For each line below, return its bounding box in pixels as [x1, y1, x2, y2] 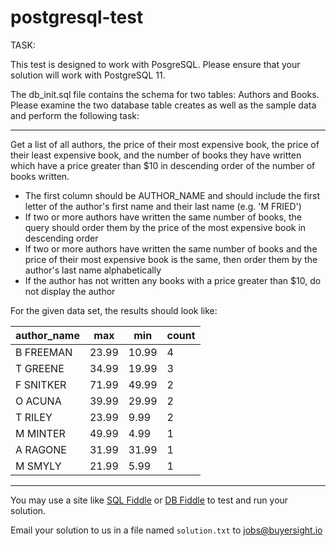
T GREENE [15, 361, 65, 375]
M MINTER [15, 426, 66, 440]
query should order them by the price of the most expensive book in [24, 221, 307, 233]
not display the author [24, 285, 116, 297]
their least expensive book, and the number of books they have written [10, 149, 302, 161]
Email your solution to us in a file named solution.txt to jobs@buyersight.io [10, 524, 323, 536]
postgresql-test [10, 6, 144, 29]
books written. [10, 170, 70, 182]
